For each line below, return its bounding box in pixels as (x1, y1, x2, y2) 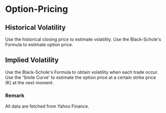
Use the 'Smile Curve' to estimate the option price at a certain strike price (5, 74, 156, 80)
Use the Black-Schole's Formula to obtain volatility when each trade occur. (5, 69, 159, 75)
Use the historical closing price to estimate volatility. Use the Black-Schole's (5, 36, 162, 42)
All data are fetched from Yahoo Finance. (5, 103, 90, 110)
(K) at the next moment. (5, 79, 54, 85)
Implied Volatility (5, 56, 59, 64)
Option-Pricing (5, 3, 68, 15)
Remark (5, 92, 25, 99)
